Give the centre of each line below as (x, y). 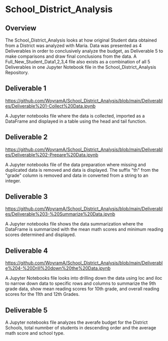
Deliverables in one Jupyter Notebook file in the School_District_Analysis (81, 67)
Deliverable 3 (26, 197)
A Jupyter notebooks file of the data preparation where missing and (76, 164)
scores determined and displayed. (41, 235)
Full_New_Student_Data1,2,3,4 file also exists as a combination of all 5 (78, 62)
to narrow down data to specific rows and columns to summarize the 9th (81, 283)
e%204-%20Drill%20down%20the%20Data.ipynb (58, 268)
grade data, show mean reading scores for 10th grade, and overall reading (82, 289)
